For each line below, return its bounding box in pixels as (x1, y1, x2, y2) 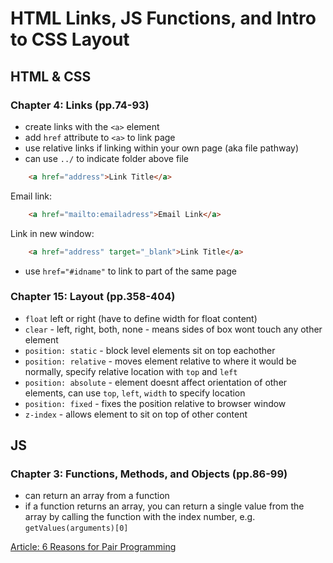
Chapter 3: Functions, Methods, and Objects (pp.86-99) (10, 467, 288, 481)
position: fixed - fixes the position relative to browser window (24, 397, 287, 409)
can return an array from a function (24, 490, 170, 502)
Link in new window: (10, 227, 95, 239)
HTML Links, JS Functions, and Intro (10, 7, 317, 30)
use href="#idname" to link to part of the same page (24, 265, 237, 277)
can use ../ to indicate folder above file (24, 152, 190, 164)
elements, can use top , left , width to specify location (24, 387, 246, 399)
